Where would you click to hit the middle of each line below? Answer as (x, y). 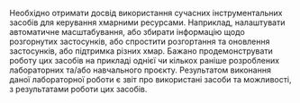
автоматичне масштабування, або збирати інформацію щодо (127, 32)
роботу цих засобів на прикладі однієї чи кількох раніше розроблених (145, 60)
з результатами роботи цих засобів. (78, 89)
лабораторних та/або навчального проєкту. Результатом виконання (141, 70)
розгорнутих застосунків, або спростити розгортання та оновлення (140, 41)
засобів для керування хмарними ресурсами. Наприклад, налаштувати (147, 22)
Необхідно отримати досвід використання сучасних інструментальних (146, 13)
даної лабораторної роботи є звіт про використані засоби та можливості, (150, 79)
